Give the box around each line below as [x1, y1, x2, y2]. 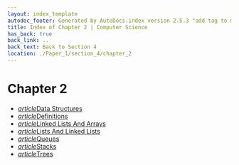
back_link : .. [7, 37, 50, 44]
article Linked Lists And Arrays [17, 119, 107, 128]
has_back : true [7, 30, 53, 38]
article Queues [17, 134, 60, 143]
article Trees [17, 149, 53, 158]
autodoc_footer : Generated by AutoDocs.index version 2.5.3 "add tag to [7, 17, 228, 24]
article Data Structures [17, 104, 83, 112]
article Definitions [17, 112, 68, 120]
